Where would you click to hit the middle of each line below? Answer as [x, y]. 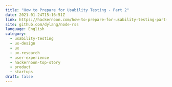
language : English [25, 29]
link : [11, 19]
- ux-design [23, 43]
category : [16, 34]
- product [20, 67]
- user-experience [30, 58]
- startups [21, 72]
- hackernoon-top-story [35, 62]
